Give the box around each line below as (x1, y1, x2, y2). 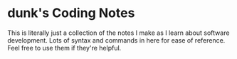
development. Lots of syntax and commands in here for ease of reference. (7, 36, 226, 44)
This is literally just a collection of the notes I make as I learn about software (7, 28, 230, 37)
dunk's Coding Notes (7, 5, 135, 21)
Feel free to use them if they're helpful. (7, 43, 122, 52)
